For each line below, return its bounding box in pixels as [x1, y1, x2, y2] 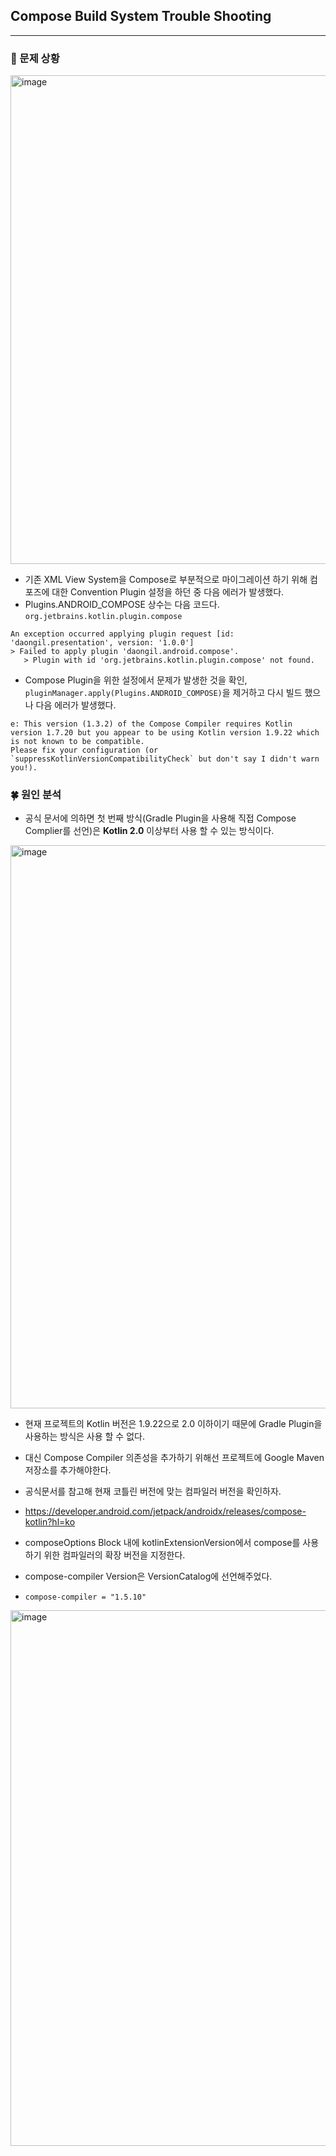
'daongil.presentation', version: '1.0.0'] [10, 638, 195, 648]
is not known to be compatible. [10, 737, 145, 747]
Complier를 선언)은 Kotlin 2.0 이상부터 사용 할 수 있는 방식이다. [24, 825, 275, 837]
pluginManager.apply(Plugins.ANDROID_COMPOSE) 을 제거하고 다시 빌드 [24, 687, 303, 699]
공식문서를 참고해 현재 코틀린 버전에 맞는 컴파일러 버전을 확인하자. [24, 1485, 282, 1498]
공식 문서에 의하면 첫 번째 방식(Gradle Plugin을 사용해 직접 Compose [24, 812, 297, 824]
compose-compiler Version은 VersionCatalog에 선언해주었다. [24, 1570, 273, 1583]
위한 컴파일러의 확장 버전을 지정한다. [43, 1549, 186, 1561]
